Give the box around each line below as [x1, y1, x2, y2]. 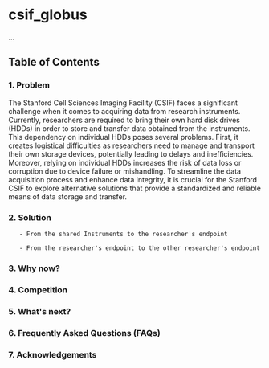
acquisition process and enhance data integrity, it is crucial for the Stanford [8, 174, 258, 184]
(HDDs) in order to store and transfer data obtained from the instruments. [8, 123, 251, 133]
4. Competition [8, 284, 68, 295]
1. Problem [8, 80, 51, 91]
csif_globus [8, 6, 88, 24]
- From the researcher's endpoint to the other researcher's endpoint [18, 243, 261, 252]
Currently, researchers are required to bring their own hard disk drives [8, 115, 241, 125]
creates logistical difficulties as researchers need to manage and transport [8, 141, 255, 150]
